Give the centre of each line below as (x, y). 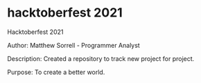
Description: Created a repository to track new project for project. (101, 58)
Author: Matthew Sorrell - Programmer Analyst (73, 45)
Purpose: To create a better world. (56, 72)
